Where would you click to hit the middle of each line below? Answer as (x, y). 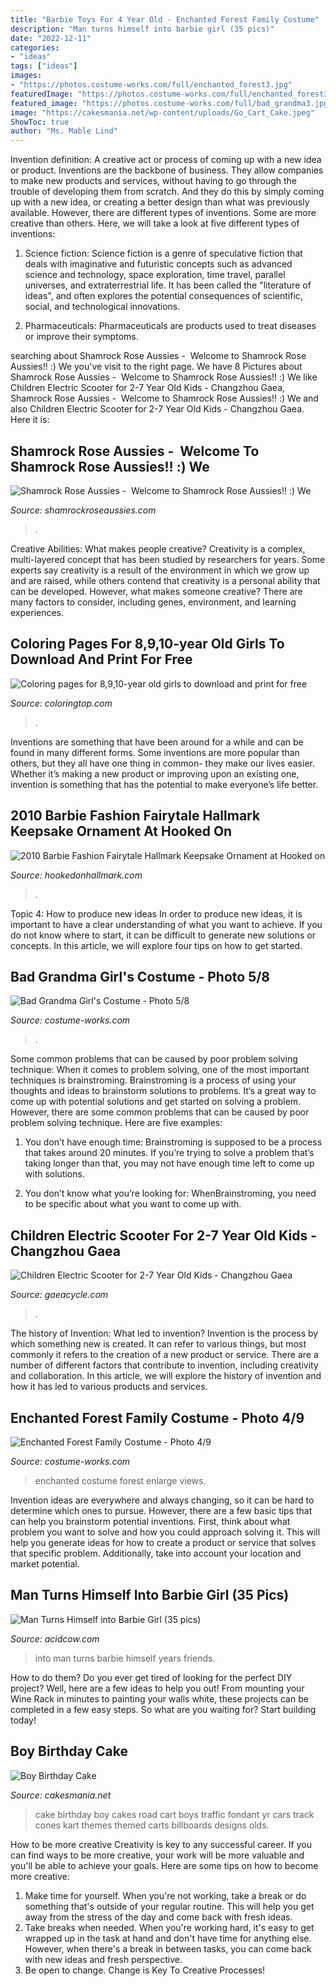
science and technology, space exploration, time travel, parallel (155, 275)
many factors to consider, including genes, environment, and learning (153, 602)
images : (26, 76)
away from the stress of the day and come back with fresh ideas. (158, 1917)
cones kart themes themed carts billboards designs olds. (152, 1825)
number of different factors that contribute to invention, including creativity (164, 1365)
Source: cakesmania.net (61, 1795)
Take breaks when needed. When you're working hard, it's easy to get (169, 1927)
